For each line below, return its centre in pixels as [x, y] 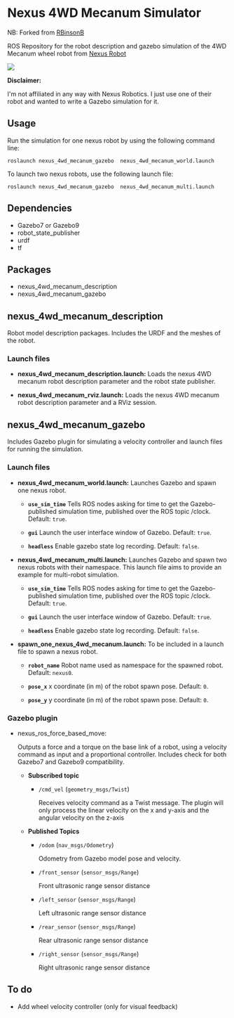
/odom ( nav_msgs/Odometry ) [76, 844]
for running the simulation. [45, 449]
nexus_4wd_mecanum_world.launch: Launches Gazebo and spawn [117, 482]
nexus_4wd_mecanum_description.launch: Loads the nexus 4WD [114, 374]
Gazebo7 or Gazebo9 [48, 225]
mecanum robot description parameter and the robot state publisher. [116, 382]
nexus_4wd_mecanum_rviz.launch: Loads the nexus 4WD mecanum [118, 395]
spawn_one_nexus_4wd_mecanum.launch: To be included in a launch [121, 644]
